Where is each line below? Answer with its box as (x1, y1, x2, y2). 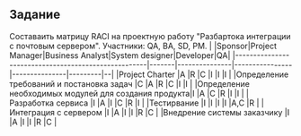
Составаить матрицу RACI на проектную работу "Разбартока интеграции (9, 30, 291, 41)
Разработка (9, 98, 55, 108)
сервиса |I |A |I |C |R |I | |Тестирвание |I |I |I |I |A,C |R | (56, 98, 260, 108)
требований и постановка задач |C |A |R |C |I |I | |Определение (9, 78, 250, 89)
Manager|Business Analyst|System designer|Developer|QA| (9, 49, 231, 61)
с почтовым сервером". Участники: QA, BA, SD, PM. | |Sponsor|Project (9, 40, 277, 51)
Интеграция (9, 106, 56, 117)
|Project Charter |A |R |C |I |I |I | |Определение (115, 69, 289, 80)
